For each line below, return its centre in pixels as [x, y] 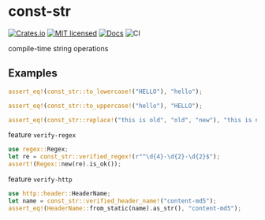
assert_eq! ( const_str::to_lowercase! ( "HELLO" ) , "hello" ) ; [105, 91]
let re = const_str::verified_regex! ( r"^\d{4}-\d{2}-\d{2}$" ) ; [114, 157]
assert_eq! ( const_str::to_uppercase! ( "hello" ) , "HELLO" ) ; [105, 106]
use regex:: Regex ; [38, 149]
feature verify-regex [42, 135]
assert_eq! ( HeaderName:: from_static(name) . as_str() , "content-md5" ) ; [125, 208]
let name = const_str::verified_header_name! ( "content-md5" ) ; [112, 201]
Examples [33, 73]
